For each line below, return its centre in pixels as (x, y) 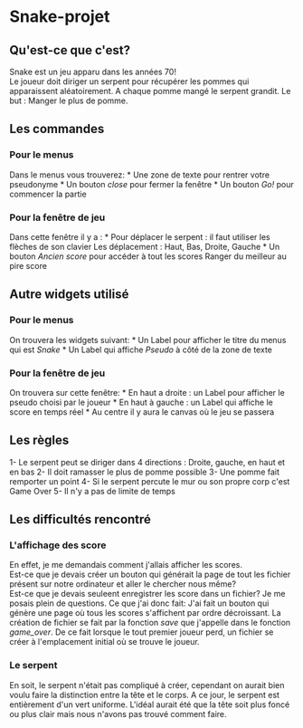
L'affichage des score (58, 545)
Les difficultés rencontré (80, 519)
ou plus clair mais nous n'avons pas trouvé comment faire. (118, 714)
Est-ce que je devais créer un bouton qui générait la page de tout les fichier (150, 575)
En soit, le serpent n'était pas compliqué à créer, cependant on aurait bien (147, 685)
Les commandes (57, 129)
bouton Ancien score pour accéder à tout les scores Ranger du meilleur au (148, 256)
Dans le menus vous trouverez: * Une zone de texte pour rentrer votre (139, 175)
